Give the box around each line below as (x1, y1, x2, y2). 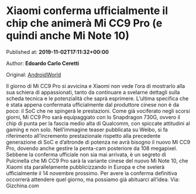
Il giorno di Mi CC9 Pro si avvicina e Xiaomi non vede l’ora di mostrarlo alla (6, 82, 185, 89)
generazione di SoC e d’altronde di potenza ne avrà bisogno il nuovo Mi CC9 (6, 138, 191, 145)
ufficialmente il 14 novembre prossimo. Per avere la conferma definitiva (6, 169, 177, 176)
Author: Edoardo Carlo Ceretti (6, 60, 80, 67)
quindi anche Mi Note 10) (6, 29, 130, 42)
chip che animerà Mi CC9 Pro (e (6, 16, 163, 30)
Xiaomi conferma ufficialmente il (6, 4, 169, 18)
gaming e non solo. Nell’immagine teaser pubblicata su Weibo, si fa (6, 126, 168, 133)
